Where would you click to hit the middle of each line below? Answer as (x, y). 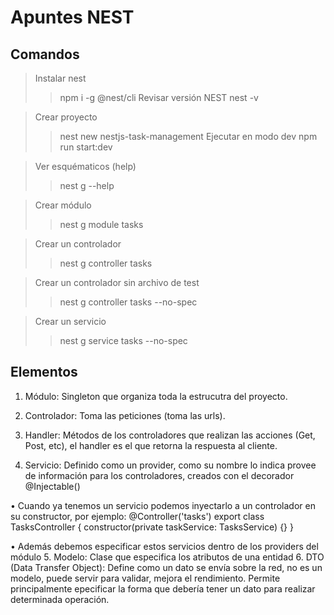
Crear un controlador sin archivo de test (117, 282)
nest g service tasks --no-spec (123, 340)
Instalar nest (60, 78)
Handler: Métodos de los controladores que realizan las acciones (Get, (170, 435)
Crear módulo (63, 205)
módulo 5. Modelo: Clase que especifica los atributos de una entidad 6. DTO (167, 557)
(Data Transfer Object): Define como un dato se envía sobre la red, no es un (166, 567)
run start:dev (86, 147)
